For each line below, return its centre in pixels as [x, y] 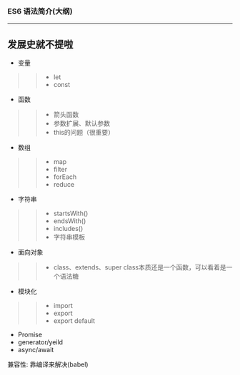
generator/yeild [40, 342]
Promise [30, 335]
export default [74, 321]
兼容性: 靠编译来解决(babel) [48, 364]
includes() [68, 229]
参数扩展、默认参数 [82, 123]
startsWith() [71, 214]
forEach [65, 177]
